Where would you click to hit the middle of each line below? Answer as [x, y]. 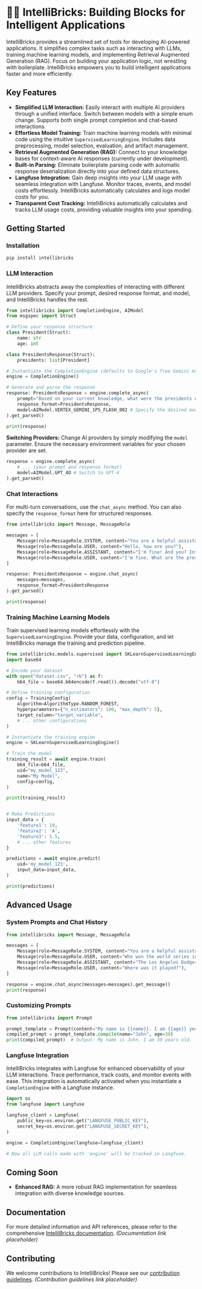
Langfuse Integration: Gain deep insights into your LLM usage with [98, 178]
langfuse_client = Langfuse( [43, 1115]
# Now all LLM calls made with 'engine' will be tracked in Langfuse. [96, 1154]
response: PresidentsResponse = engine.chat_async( [72, 574]
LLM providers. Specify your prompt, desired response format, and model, [98, 293]
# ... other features [44, 842]
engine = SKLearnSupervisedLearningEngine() [63, 743]
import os [19, 1099]
